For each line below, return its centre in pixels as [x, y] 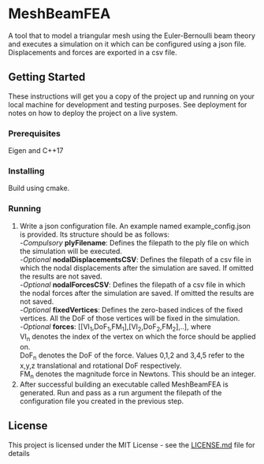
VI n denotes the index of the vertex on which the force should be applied [138, 338]
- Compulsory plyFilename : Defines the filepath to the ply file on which [134, 242]
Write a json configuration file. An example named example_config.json [135, 226]
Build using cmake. [39, 188]
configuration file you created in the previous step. [102, 401]
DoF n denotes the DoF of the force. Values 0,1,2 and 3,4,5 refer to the [132, 356]
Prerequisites [34, 133]
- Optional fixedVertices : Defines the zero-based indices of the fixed [131, 309]
